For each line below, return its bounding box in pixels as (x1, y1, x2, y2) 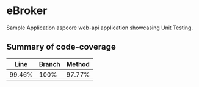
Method (66, 59, 90, 68)
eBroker (6, 4, 48, 18)
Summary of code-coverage (6, 42, 116, 52)
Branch (38, 59, 61, 68)
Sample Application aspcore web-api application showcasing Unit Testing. (6, 24, 194, 31)
